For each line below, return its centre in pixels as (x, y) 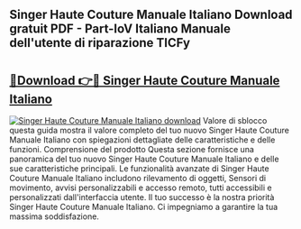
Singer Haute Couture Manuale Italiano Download (151, 15)
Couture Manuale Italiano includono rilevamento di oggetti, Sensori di (138, 178)
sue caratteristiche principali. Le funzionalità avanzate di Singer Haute (139, 169)
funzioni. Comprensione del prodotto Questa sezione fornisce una (132, 149)
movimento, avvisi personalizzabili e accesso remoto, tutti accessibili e (141, 188)
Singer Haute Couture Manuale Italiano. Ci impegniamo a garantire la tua (144, 207)
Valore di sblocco (235, 120)
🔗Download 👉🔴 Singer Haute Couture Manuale (145, 80)
